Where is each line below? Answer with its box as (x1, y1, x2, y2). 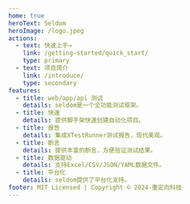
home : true (8, 11, 45, 20)
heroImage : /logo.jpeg (8, 27, 84, 35)
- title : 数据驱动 (15, 153, 72, 161)
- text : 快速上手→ (15, 42, 72, 50)
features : (8, 86, 42, 95)
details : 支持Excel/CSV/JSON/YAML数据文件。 (22, 161, 166, 169)
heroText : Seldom (8, 19, 67, 27)
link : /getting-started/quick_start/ (22, 49, 149, 57)
